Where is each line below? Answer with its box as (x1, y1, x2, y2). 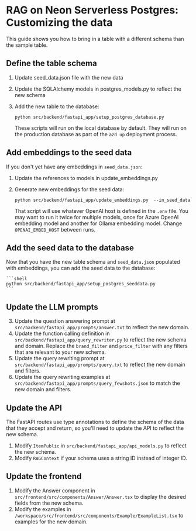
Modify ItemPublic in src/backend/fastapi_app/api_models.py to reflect (14, 442, 187, 449)
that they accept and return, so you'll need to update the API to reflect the (6, 425, 184, 432)
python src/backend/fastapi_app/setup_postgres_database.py (14, 114, 164, 120)
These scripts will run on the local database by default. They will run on (14, 124, 187, 132)
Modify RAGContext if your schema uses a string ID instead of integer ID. (14, 454, 187, 461)
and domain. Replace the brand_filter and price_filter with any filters (14, 343, 188, 350)
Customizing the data (6, 16, 113, 29)
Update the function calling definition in (14, 330, 110, 337)
